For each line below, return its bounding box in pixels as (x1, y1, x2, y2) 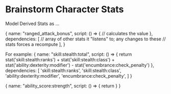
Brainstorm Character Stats (5, 4, 124, 15)
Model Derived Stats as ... (5, 20, 60, 27)
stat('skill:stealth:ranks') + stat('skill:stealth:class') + (5, 56, 115, 62)
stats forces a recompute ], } (5, 41, 65, 47)
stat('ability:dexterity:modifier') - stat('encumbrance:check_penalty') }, (5, 62, 155, 68)
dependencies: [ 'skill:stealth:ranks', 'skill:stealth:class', (5, 67, 121, 74)
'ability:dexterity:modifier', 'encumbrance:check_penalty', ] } (5, 73, 133, 79)
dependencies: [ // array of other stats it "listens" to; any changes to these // (5, 36, 166, 42)
